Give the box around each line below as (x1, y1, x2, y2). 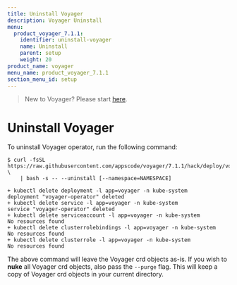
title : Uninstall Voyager (7, 10, 83, 18)
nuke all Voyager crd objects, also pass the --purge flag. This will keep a (7, 262, 218, 271)
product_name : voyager (7, 63, 74, 70)
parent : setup (20, 50, 61, 57)
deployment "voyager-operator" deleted (7, 194, 125, 201)
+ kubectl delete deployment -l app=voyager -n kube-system (7, 187, 188, 194)
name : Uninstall (20, 43, 68, 50)
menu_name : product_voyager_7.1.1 (7, 69, 109, 76)
